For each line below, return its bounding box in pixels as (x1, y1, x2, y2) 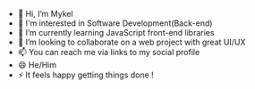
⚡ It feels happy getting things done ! (17, 69, 154, 80)
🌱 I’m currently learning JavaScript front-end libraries (17, 28, 215, 37)
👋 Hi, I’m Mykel (17, 9, 73, 19)
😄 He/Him (17, 60, 56, 70)
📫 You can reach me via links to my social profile (17, 47, 200, 57)
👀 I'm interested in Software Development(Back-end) (17, 18, 213, 28)
